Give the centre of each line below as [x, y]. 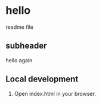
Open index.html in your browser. [55, 93]
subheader [26, 46]
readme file [20, 27]
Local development [42, 79]
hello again [19, 60]
